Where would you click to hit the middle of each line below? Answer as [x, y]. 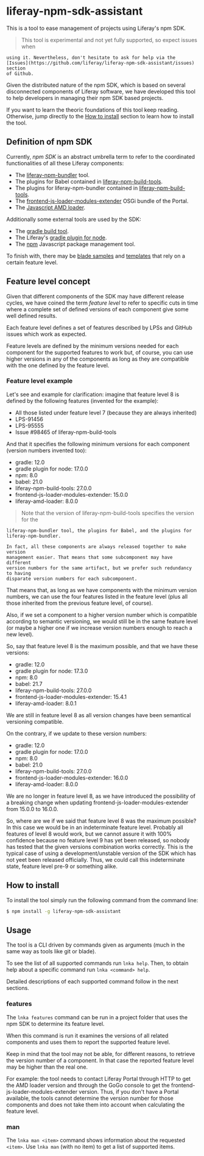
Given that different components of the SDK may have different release [95, 296]
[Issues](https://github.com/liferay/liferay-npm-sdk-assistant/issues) [100, 63]
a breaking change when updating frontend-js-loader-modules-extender [97, 802]
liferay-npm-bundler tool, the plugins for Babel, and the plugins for [99, 530]
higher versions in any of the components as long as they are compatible [98, 359]
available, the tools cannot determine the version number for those [90, 1098]
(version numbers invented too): [47, 450]
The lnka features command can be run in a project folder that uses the [97, 1017]
